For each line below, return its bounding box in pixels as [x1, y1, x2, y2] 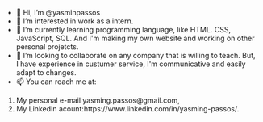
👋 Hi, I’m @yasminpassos [15, 8, 101, 17]
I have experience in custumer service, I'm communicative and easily [15, 59, 246, 69]
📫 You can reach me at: [15, 77, 97, 86]
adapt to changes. [15, 68, 77, 77]
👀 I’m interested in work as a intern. [15, 16, 134, 26]
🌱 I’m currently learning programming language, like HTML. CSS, [15, 25, 232, 34]
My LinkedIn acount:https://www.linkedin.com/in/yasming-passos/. [15, 104, 240, 113]
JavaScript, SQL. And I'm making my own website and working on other [15, 33, 255, 43]
